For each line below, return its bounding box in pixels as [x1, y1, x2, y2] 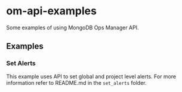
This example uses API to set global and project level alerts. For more [6, 73, 177, 80]
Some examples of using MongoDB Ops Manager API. [6, 24, 139, 31]
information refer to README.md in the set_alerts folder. [6, 79, 147, 86]
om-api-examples [6, 4, 97, 18]
